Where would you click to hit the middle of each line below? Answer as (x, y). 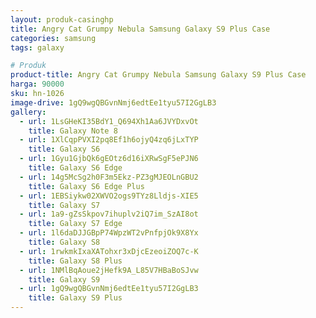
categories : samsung (53, 38)
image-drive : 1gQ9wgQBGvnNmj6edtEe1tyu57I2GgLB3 (113, 102)
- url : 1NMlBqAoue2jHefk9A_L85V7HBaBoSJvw (109, 270)
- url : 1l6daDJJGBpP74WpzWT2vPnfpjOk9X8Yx (109, 233)
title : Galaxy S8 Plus (75, 261)
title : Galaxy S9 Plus (75, 298)
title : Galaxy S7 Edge (75, 224)
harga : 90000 (37, 84)
